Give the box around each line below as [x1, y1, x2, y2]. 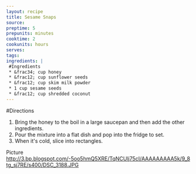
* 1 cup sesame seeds [8, 86, 62, 91]
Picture [6, 149, 24, 156]
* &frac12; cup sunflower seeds [8, 74, 88, 80]
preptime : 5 [6, 25, 35, 31]
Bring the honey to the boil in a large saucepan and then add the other [14, 119, 185, 126]
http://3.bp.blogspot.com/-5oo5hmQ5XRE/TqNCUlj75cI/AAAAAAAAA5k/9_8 [6, 155, 190, 162]
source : [6, 19, 25, 25]
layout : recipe [6, 8, 44, 15]
